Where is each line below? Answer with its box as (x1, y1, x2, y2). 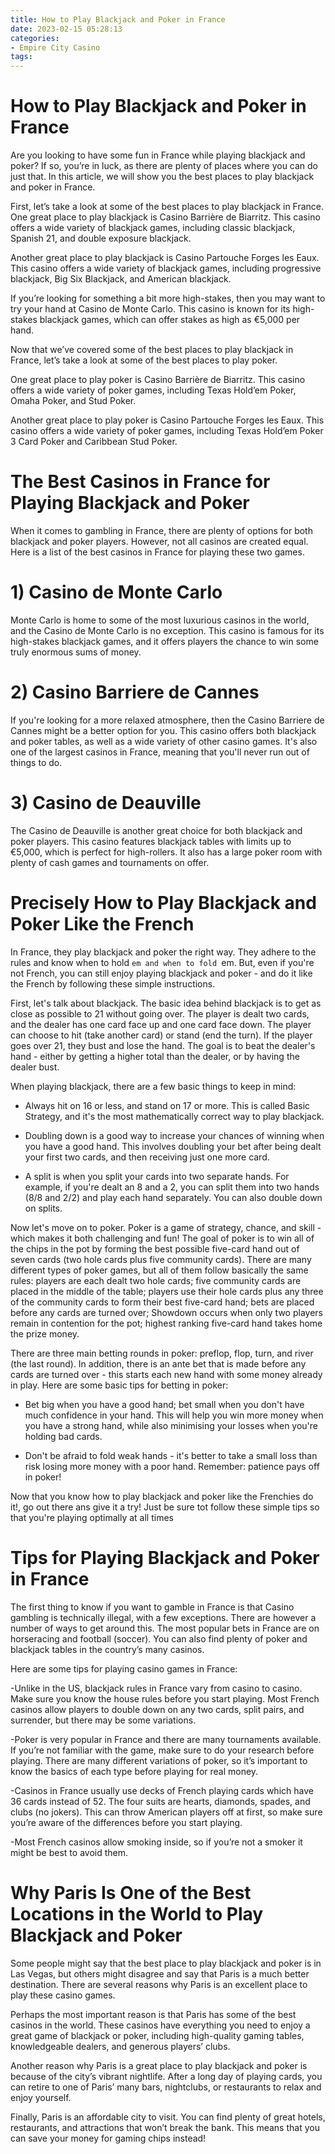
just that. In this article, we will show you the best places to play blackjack (10, 171, 315, 183)
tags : (10, 52, 33, 62)
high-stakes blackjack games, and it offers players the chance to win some (10, 635, 319, 647)
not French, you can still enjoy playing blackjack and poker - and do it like (10, 967, 313, 979)
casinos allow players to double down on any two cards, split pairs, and (10, 1703, 305, 1715)
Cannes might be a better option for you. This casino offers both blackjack (10, 724, 317, 736)
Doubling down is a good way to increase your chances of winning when (24, 1129, 325, 1141)
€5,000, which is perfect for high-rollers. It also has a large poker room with (10, 846, 323, 858)
